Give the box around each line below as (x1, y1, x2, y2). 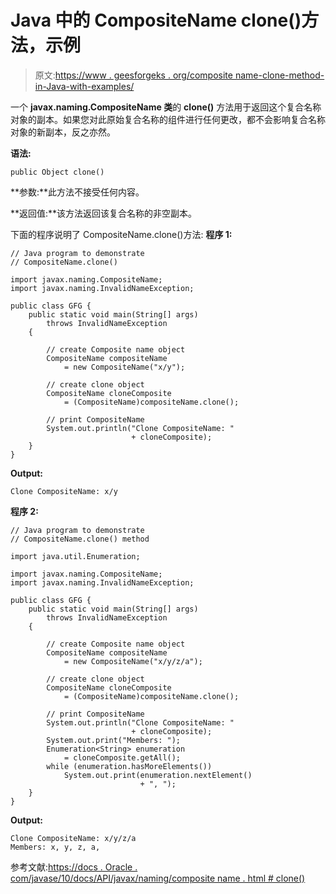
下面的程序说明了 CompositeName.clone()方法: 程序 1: (10, 228, 233, 240)
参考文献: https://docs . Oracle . (10, 861, 138, 873)
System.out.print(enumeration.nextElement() (63, 770, 253, 780)
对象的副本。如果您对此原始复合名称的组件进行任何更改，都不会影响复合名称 (10, 113, 326, 125)
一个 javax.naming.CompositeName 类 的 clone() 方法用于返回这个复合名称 (10, 101, 322, 113)
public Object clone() (10, 167, 105, 177)
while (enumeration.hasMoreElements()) (46, 761, 213, 771)
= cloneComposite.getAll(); (63, 752, 182, 763)
